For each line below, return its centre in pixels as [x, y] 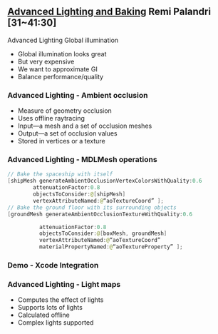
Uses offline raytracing [51, 118]
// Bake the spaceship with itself [60, 174]
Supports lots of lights [50, 308]
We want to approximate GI [57, 69]
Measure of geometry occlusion [64, 111]
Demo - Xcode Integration [53, 265]
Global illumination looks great [62, 54]
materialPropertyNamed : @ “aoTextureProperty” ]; [111, 247]
